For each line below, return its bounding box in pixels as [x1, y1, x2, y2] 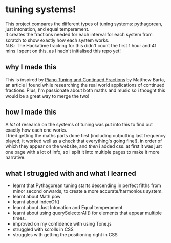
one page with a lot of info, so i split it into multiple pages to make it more [5, 148, 160, 155]
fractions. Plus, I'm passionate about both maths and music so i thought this [5, 87, 165, 94]
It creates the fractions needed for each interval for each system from [5, 31, 153, 38]
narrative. [5, 154, 26, 160]
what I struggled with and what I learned [5, 169, 137, 178]
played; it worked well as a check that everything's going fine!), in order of [5, 138, 162, 144]
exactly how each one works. [5, 127, 68, 133]
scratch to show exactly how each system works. [5, 37, 110, 43]
